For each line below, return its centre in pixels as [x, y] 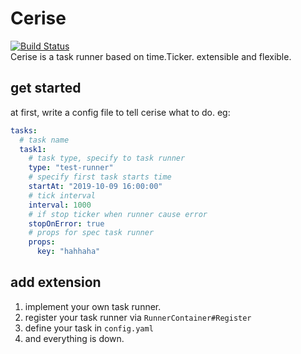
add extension [56, 282]
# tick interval [62, 195]
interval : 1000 [60, 205]
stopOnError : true [66, 223]
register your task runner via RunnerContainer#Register [138, 317]
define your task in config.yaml [89, 328]
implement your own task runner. [93, 306]
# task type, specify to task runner [107, 158]
